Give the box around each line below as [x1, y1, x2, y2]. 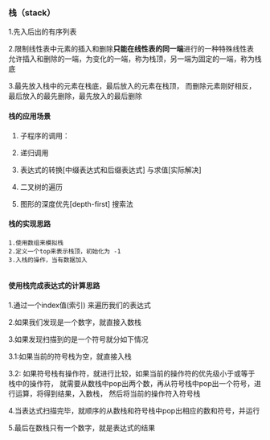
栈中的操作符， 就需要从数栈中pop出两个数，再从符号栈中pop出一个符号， [8, 378, 255, 388]
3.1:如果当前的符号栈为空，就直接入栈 [8, 352, 132, 361]
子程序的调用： [19, 130, 70, 140]
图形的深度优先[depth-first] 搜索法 [19, 199, 134, 208]
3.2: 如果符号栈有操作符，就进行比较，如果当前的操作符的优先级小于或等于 [8, 368, 256, 378]
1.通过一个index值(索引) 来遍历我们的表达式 [8, 300, 151, 310]
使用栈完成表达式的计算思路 [8, 281, 100, 290]
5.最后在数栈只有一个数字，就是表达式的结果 [8, 422, 155, 432]
